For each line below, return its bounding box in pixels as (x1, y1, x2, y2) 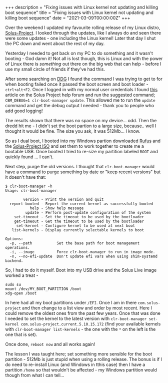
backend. (5, 258, 23, 263)
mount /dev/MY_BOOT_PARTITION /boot (5, 286, 81, 291)
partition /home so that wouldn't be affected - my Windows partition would (5, 367, 157, 372)
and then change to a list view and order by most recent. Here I (22, 305, 152, 311)
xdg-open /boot (5, 291, 37, 296)
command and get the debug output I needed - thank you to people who (5, 103, 154, 108)
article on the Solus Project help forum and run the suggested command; (5, 92, 155, 98)
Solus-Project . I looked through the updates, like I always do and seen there (5, 30, 161, 36)
